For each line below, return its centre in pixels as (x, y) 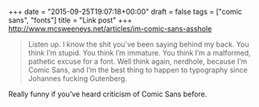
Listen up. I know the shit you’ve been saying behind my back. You (138, 44)
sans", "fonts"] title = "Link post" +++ (70, 20)
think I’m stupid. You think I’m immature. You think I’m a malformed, (139, 53)
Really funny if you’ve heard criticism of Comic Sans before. (108, 94)
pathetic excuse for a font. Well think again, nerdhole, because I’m (138, 61)
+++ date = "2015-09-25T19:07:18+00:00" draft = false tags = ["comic (125, 12)
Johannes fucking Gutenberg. (77, 78)
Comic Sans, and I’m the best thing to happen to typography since (138, 70)
